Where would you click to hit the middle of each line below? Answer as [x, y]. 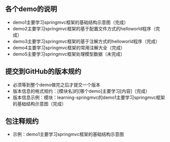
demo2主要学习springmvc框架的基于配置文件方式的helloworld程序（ [84, 28]
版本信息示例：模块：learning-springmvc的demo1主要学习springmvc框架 [89, 97]
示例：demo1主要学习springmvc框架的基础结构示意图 [68, 134]
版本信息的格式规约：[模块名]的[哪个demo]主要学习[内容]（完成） [81, 91]
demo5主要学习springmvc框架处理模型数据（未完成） [69, 54]
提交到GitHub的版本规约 [43, 72]
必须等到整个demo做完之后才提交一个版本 [56, 85]
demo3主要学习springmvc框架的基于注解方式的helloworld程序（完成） [86, 41]
